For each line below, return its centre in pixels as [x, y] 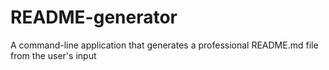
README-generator [94, 17]
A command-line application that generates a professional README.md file [164, 45]
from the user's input [53, 55]
